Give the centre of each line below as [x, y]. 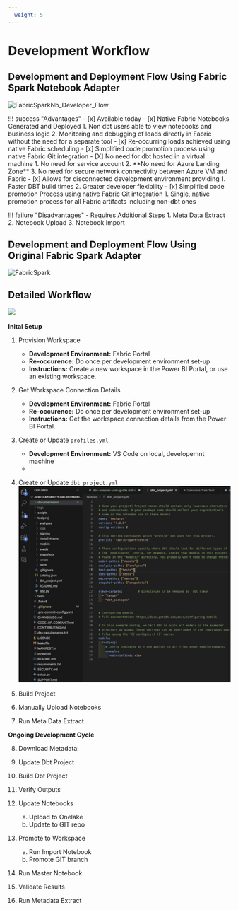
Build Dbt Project [43, 776]
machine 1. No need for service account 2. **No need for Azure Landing [114, 163]
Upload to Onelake [56, 817]
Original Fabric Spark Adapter [75, 256]
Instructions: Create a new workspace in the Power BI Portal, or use [128, 369]
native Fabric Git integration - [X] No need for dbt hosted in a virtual [107, 156]
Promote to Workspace [52, 839]
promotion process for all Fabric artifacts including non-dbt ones [102, 201]
